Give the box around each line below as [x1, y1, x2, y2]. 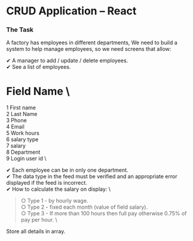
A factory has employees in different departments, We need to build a [6, 39, 177, 46]
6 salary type [6, 136, 39, 143]
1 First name [6, 104, 36, 111]
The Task [6, 26, 34, 34]
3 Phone [6, 117, 27, 124]
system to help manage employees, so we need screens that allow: [6, 45, 171, 53]
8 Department [6, 148, 41, 156]
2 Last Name [6, 111, 38, 118]
